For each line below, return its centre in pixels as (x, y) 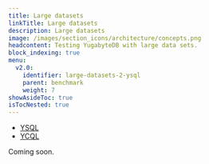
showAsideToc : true (41, 98)
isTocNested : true (39, 105)
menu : (17, 61)
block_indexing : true (44, 53)
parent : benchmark (53, 82)
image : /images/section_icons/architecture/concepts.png (105, 38)
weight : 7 (39, 90)
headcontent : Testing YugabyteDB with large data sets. (103, 46)
